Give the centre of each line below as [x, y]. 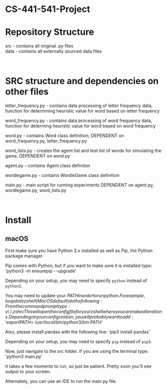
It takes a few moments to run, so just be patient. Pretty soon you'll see [78, 366]
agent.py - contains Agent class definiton [48, 165]
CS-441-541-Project [48, 9]
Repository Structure [50, 32]
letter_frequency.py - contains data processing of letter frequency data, [79, 105]
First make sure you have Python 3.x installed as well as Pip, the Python [79, 250]
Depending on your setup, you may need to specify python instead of [76, 280]
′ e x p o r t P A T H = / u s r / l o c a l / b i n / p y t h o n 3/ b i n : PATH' [54, 322]
